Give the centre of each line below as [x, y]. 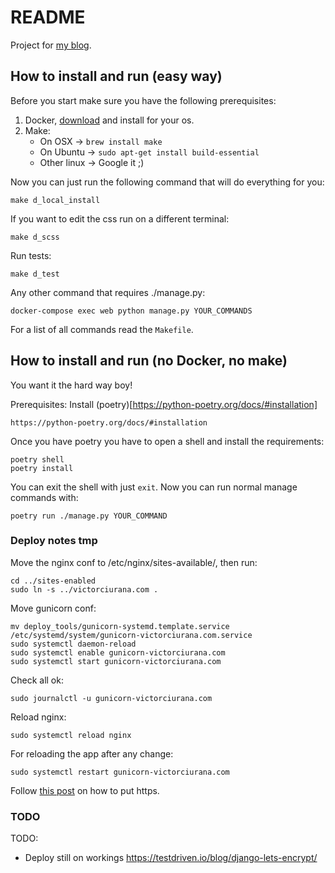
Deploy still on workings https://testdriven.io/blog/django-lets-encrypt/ [171, 858]
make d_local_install [55, 200]
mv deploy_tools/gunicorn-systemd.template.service [120, 626]
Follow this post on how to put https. [85, 790]
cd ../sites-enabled [53, 581]
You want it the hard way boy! [71, 385]
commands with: [44, 497]
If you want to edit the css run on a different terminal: [120, 218]
